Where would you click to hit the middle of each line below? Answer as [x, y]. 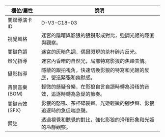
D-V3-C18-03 [59, 23]
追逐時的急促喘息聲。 [66, 111]
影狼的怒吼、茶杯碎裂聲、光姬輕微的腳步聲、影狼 [98, 103]
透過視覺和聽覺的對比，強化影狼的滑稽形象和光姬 [98, 120]
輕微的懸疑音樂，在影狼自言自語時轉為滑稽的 [93, 87]
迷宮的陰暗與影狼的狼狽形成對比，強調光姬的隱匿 [98, 35]
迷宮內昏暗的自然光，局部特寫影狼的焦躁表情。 [95, 61]
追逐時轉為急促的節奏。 [78, 94]
